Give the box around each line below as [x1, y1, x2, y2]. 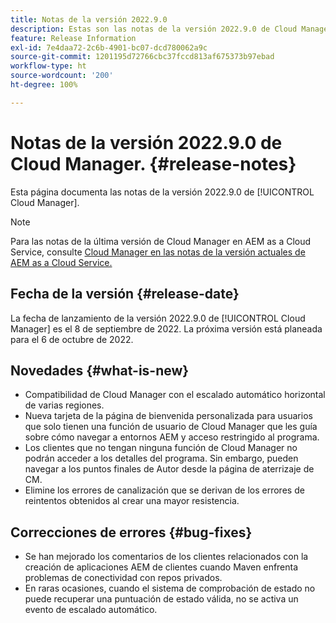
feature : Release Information [10, 33, 137, 43]
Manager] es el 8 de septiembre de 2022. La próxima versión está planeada [10, 322, 323, 335]
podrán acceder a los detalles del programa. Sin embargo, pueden [24, 452, 299, 465]
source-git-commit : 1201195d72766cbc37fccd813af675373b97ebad [10, 52, 275, 62]
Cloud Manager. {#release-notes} [10, 152, 297, 175]
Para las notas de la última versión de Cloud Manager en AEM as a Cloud [10, 235, 312, 247]
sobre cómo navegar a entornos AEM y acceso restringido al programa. [24, 431, 320, 443]
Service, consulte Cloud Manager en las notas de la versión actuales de [10, 246, 306, 258]
